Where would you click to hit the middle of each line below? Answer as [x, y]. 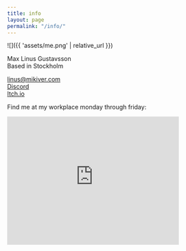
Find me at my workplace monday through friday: [77, 107]
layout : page [26, 20]
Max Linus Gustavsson [39, 59]
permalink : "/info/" [37, 26]
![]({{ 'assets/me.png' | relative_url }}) [60, 46]
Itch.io [16, 94]
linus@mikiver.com [34, 79]
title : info [24, 13]
